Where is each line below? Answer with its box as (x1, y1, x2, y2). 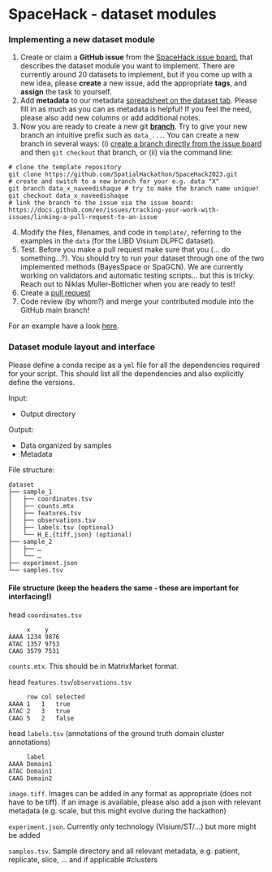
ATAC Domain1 (8, 767, 53, 775)
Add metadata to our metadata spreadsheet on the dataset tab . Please (19, 95, 257, 106)
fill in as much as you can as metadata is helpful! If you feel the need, (19, 104, 252, 114)
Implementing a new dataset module (8, 34, 156, 46)
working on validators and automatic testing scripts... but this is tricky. (19, 270, 255, 281)
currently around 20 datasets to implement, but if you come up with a (19, 70, 253, 80)
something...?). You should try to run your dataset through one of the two (19, 253, 265, 263)
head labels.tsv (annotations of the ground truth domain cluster (8, 728, 225, 738)
